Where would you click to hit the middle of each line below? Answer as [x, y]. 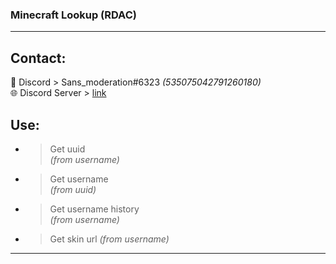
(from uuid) [73, 189]
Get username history [94, 209]
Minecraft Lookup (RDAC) [73, 15]
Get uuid [67, 149]
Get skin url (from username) [109, 239]
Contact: [38, 58]
